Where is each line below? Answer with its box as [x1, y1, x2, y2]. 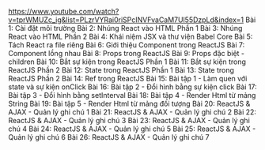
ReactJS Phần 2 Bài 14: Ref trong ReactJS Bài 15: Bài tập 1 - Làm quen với [8, 74, 248, 83]
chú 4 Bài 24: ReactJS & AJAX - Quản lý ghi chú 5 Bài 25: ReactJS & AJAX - [8, 124, 256, 133]
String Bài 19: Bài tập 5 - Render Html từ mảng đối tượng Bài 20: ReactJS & [8, 99, 251, 108]
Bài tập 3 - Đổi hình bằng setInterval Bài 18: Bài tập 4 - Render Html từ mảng [8, 91, 256, 99]
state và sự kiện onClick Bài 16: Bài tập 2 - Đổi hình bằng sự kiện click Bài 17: [8, 82, 257, 92]
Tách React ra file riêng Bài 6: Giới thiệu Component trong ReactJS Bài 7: [8, 40, 245, 50]
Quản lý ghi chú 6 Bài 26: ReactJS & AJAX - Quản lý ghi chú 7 [8, 133, 210, 141]
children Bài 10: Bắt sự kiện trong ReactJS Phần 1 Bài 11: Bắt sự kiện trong [8, 57, 247, 66]
